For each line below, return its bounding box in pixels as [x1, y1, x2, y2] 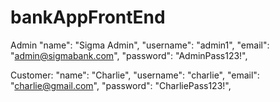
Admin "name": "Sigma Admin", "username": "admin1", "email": [10, 39, 270, 51]
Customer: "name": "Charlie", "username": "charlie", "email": [10, 69, 260, 81]
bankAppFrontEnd [10, 6, 166, 29]
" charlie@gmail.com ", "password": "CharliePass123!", [10, 79, 232, 91]
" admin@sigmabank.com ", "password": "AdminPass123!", [10, 49, 248, 61]
